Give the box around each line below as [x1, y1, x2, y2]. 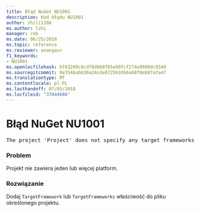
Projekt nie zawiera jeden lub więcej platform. [6, 164, 118, 172]
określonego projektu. [6, 200, 60, 207]
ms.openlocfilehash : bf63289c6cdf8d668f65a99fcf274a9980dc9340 [6, 64, 167, 70]
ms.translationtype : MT [6, 75, 65, 81]
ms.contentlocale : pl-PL [6, 81, 68, 87]
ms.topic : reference [6, 42, 58, 48]
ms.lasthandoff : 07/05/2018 [6, 86, 76, 92]
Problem [6, 151, 32, 159]
